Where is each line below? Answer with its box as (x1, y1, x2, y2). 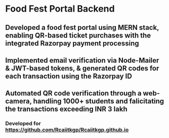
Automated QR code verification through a (5, 89, 142, 98)
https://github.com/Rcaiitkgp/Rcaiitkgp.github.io (5, 126, 129, 133)
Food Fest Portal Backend (5, 3, 115, 15)
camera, (5, 97, 32, 106)
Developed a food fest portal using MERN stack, (5, 23, 159, 32)
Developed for (5, 120, 41, 127)
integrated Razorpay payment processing (5, 39, 139, 48)
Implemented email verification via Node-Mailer (5, 56, 159, 65)
